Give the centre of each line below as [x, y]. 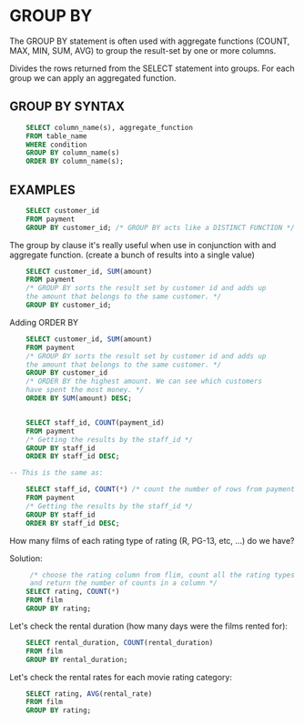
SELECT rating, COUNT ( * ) [73, 592]
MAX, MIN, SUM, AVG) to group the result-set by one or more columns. [143, 50]
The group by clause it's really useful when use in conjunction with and [143, 245]
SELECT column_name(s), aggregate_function [110, 127]
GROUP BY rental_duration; [77, 659]
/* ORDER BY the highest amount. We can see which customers [144, 382]
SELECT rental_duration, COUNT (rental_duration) [120, 642]
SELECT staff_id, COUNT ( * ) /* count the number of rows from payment [161, 489]
